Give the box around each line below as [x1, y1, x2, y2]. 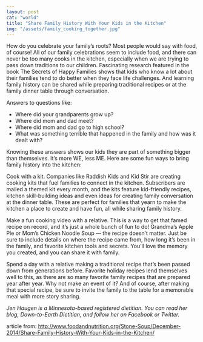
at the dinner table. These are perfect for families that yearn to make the [6, 199, 187, 206]
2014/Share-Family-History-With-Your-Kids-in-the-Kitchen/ [6, 329, 155, 337]
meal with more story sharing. [6, 293, 81, 300]
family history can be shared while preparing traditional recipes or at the [6, 81, 187, 88]
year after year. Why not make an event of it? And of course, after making [6, 280, 190, 288]
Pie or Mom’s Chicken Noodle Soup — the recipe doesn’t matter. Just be [6, 229, 187, 237]
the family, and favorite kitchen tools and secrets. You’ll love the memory [6, 243, 188, 250]
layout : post [6, 8, 39, 15]
